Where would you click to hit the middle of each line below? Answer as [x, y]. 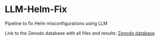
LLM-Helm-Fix [36, 9]
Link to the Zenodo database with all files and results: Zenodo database [80, 33]
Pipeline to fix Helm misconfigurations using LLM [56, 23]
